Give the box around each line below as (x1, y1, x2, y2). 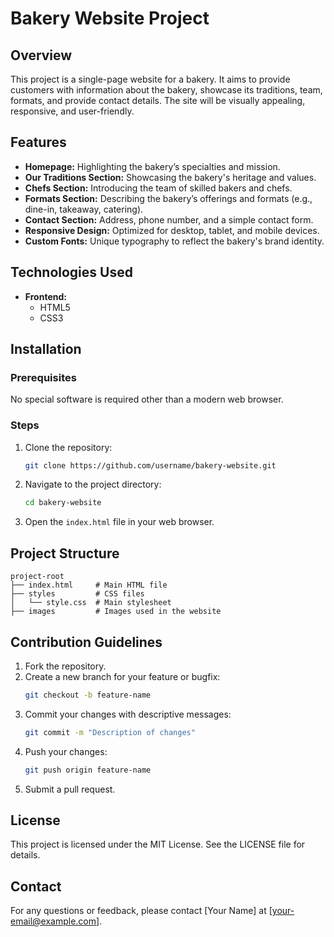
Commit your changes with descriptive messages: (24, 708, 232, 720)
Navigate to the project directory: (24, 478, 162, 491)
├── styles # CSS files (10, 589, 145, 599)
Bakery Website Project (10, 7, 210, 30)
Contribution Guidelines (10, 633, 163, 651)
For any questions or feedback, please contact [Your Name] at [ (10, 905, 273, 917)
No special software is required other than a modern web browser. (10, 393, 284, 406)
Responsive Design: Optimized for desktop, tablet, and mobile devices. (24, 224, 320, 236)
